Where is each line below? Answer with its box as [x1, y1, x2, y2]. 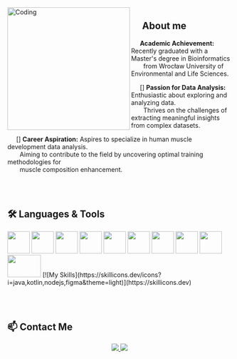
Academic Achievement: [139, 39, 215, 47]
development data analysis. [7, 142, 88, 151]
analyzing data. [131, 98, 177, 106]
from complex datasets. [131, 121, 201, 129]
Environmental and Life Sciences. [131, 69, 229, 78]
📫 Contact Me [7, 321, 73, 333]
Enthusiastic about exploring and [131, 91, 228, 99]
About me [142, 20, 187, 32]
